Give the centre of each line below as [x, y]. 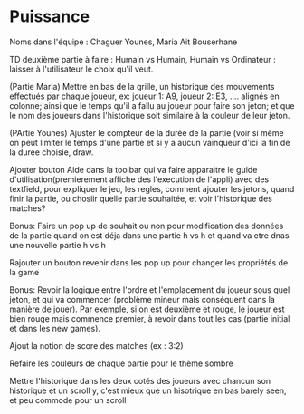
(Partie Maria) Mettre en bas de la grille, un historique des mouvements [142, 86]
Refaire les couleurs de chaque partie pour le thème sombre [121, 363]
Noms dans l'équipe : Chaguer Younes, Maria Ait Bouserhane [123, 42]
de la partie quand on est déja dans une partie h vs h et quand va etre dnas [149, 235]
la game [24, 272]
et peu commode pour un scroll [68, 400]
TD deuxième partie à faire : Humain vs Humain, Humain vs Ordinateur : [142, 59]
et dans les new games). [55, 328]
